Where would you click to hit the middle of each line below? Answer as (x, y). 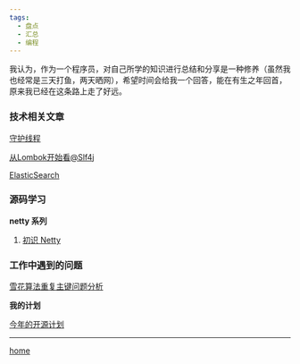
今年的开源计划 (37, 325)
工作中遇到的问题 (46, 265)
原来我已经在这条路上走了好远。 (68, 91)
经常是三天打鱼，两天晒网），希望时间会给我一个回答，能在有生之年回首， (152, 80)
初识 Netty (41, 240)
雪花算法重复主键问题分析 (56, 286)
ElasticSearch (34, 174)
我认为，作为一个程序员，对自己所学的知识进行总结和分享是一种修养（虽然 (146, 69)
